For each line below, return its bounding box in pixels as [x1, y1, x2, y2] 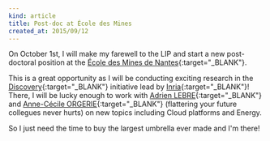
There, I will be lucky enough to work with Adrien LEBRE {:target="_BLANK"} [8, 91, 262, 100]
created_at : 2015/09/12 [8, 27, 89, 35]
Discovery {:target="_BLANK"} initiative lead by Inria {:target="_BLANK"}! [8, 82, 250, 92]
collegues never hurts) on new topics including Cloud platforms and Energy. [8, 108, 262, 117]
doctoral [8, 58, 36, 67]
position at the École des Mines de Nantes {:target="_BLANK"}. [37, 58, 247, 67]
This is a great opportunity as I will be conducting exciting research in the [8, 74, 254, 83]
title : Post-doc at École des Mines [8, 19, 132, 28]
